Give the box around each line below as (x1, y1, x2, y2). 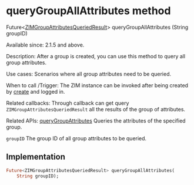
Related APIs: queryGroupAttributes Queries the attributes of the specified (6, 117, 186, 124)
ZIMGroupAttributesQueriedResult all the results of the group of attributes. (6, 105, 186, 113)
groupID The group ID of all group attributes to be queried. (6, 134, 147, 142)
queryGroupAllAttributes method (6, 4, 171, 18)
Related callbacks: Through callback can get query (6, 99, 129, 107)
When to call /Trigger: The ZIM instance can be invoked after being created (6, 81, 189, 89)
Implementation (6, 152, 66, 162)
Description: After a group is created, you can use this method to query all (6, 52, 186, 60)
